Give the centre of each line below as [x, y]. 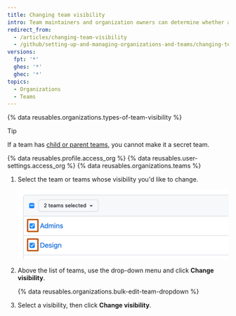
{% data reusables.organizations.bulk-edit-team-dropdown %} [108, 291]
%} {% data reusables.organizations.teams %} [134, 166]
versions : [22, 52]
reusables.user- [175, 158]
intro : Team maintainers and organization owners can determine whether [116, 22]
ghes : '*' [28, 67]
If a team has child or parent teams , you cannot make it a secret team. [109, 145]
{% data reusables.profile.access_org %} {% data [79, 158]
